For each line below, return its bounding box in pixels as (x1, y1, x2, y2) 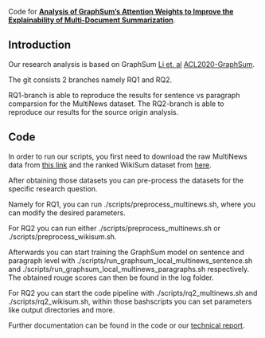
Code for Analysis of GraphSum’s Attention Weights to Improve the (8, 7, 234, 16)
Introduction (8, 38, 72, 52)
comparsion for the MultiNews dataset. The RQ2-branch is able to (8, 99, 224, 108)
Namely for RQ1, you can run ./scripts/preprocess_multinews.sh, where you (8, 199, 256, 209)
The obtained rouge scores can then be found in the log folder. (8, 273, 214, 282)
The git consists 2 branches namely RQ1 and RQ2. (8, 75, 173, 84)
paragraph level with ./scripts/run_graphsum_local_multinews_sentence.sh (8, 255, 253, 265)
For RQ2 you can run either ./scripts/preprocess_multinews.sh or (8, 223, 221, 233)
